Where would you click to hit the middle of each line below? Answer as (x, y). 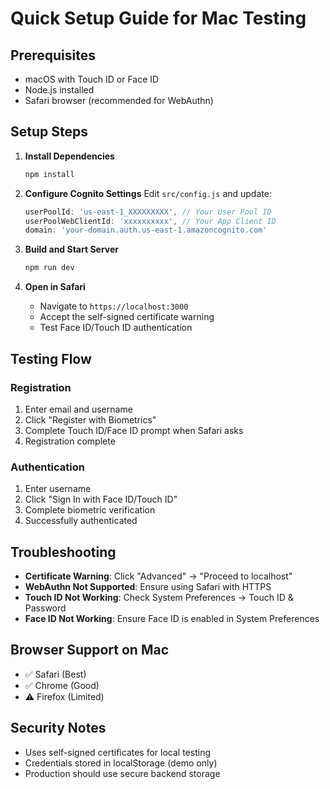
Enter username (58, 489)
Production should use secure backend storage (122, 773)
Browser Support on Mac (90, 650)
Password (45, 608)
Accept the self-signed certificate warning (127, 317)
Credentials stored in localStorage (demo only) (121, 763)
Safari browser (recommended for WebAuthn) (119, 100)
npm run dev (49, 268)
